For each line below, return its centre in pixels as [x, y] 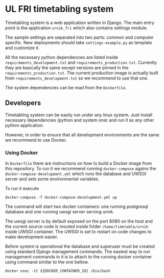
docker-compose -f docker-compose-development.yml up [61, 198]
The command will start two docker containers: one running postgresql [77, 206]
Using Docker [22, 152]
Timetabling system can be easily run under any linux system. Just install [79, 115]
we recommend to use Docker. [36, 140]
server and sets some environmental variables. [52, 179]
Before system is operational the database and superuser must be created [80, 247]
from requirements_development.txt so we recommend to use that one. [77, 78]
